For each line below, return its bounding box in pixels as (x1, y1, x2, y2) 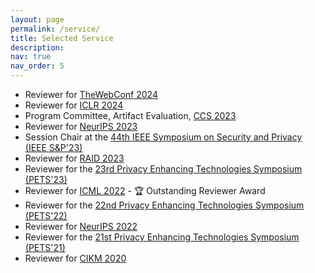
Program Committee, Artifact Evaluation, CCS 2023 (24, 110, 237, 121)
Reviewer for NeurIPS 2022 (24, 221, 138, 232)
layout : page (10, 14, 65, 25)
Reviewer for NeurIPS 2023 (24, 121, 138, 132)
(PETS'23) (24, 174, 68, 185)
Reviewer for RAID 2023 (24, 152, 125, 164)
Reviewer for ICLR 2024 (24, 99, 124, 111)
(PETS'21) (24, 242, 66, 253)
